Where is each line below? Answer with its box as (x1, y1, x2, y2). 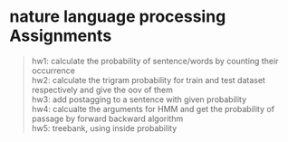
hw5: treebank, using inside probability (31, 122, 178, 133)
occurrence (31, 65, 75, 76)
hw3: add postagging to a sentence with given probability (31, 93, 247, 105)
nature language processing (9, 6, 226, 27)
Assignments (9, 25, 112, 46)
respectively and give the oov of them (31, 84, 174, 95)
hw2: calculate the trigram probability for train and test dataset (31, 74, 265, 85)
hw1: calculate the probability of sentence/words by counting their (31, 55, 279, 66)
